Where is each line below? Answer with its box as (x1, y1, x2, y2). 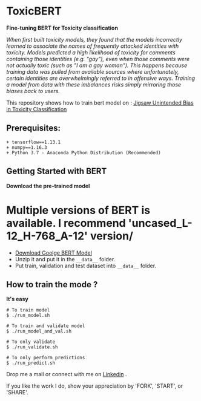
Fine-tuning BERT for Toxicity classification (6, 24, 118, 31)
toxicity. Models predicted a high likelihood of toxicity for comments (6, 48, 176, 56)
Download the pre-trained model (6, 182, 90, 189)
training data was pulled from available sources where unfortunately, (6, 68, 180, 75)
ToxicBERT (6, 4, 62, 18)
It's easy (6, 295, 28, 303)
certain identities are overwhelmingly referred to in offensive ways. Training (6, 74, 196, 82)
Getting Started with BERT (6, 166, 107, 177)
